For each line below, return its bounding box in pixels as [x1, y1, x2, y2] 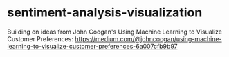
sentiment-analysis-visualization [7, 5, 203, 21]
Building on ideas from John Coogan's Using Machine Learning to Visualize [7, 27, 223, 36]
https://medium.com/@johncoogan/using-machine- [75, 34, 223, 43]
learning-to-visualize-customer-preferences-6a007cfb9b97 [7, 42, 178, 50]
